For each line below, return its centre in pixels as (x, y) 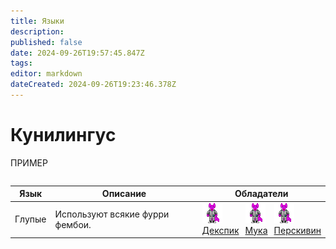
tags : (21, 63)
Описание (124, 194)
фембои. (73, 224)
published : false (46, 42)
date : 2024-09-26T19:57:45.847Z (77, 53)
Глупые (30, 219)
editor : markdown (46, 74)
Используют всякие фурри (112, 214)
